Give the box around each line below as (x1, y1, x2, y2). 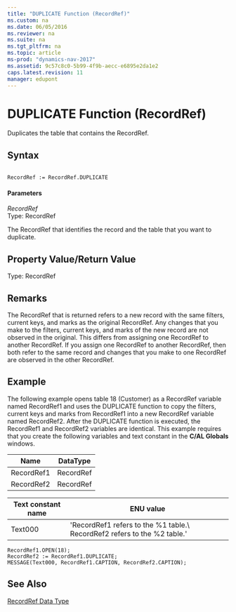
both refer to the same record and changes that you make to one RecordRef (7, 348, 227, 357)
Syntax (7, 149, 39, 161)
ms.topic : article (7, 50, 61, 57)
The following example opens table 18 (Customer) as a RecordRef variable (7, 394, 222, 403)
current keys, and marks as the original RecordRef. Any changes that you (7, 318, 219, 326)
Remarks (7, 292, 48, 304)
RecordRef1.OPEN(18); (7, 547, 71, 554)
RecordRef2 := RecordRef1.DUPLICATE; (7, 552, 118, 560)
